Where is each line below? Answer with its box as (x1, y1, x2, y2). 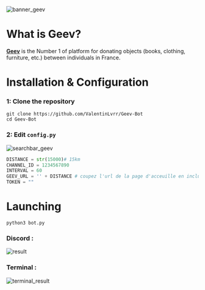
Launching (6, 199, 62, 214)
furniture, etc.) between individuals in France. (6, 54, 121, 61)
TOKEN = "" (6, 179, 34, 185)
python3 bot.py (6, 220, 45, 226)
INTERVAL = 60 (6, 168, 43, 174)
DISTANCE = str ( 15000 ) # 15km (6, 156, 81, 162)
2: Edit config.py (6, 130, 56, 139)
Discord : (6, 234, 34, 242)
